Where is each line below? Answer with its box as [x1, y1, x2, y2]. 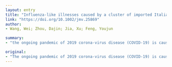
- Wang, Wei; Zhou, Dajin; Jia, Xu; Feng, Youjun [5, 26, 114, 31]
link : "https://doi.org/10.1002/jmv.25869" [5, 17, 100, 22]
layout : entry [5, 7, 36, 13]
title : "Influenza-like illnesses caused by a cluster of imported [5, 12, 153, 17]
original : [5, 49, 27, 54]
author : [5, 21, 22, 27]
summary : [5, 36, 24, 41]
